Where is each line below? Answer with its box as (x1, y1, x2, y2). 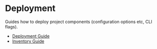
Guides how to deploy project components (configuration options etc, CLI (5, 19, 152, 24)
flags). (5, 24, 18, 29)
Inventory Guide (12, 38, 45, 44)
